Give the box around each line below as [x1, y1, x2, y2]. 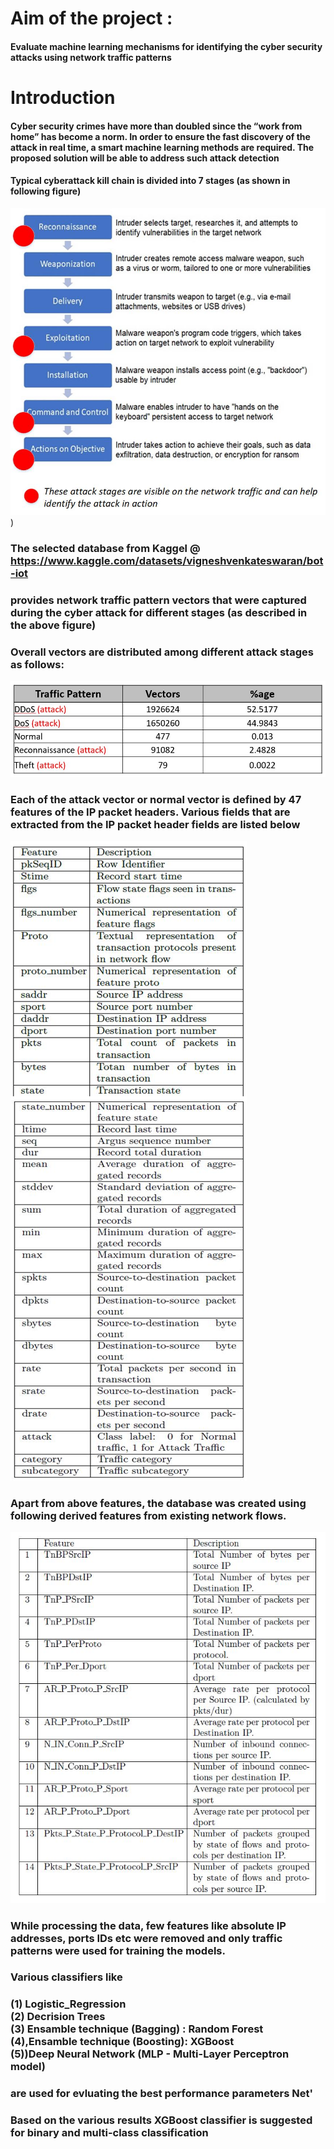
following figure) [10, 185, 82, 197]
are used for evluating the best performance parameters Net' [10, 2087, 314, 2101]
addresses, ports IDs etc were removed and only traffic [10, 1931, 283, 1945]
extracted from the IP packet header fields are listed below [10, 817, 301, 831]
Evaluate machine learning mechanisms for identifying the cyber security [10, 40, 323, 52]
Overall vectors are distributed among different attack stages [10, 645, 314, 659]
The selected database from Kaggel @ [10, 541, 201, 555]
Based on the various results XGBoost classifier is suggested [10, 2113, 313, 2127]
